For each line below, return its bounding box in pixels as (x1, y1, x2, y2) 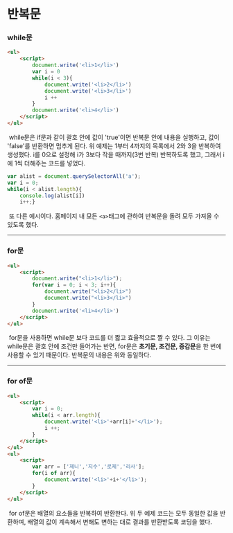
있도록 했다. (7, 221, 40, 229)
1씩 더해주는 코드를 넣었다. (14, 159, 86, 167)
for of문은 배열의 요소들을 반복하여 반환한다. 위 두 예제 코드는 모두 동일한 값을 (8, 509, 218, 517)
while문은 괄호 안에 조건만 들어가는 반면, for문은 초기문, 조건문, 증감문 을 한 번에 (7, 342, 222, 350)
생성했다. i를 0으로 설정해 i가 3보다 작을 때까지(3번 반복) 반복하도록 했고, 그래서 (7, 150, 222, 159)
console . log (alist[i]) (19, 192, 85, 199)
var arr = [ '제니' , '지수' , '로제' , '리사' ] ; (32, 463, 145, 471)
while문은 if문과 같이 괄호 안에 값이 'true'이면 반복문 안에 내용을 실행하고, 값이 (8, 133, 220, 141)
